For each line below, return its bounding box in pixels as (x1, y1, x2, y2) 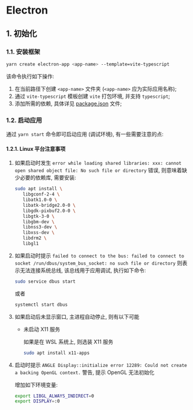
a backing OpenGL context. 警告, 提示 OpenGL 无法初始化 (14, 369, 155, 376)
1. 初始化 (6, 28, 37, 38)
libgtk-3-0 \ (22, 213, 55, 219)
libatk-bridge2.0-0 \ (22, 202, 76, 208)
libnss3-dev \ (22, 224, 58, 230)
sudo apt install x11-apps (23, 350, 90, 356)
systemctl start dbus (14, 302, 68, 307)
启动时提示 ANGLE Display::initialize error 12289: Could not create (14, 361, 187, 368)
